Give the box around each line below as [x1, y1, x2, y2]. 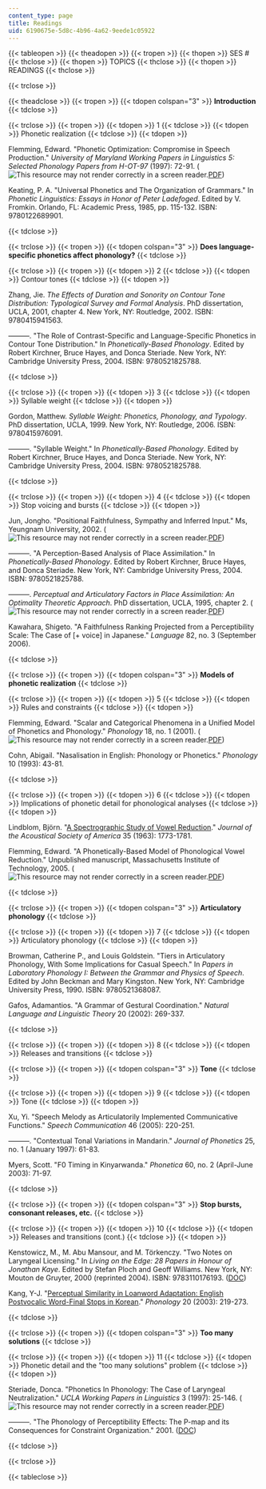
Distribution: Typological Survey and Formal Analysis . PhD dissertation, [8, 298, 244, 308]
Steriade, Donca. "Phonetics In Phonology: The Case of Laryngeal [8, 1385, 226, 1395]
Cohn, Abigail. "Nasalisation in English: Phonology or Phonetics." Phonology [8, 751, 258, 760]
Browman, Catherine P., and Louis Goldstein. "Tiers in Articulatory [8, 951, 225, 961]
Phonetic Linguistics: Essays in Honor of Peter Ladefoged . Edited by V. [8, 194, 241, 204]
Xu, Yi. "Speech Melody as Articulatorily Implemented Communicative [8, 1112, 238, 1122]
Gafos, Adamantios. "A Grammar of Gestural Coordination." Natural [8, 1001, 229, 1011]
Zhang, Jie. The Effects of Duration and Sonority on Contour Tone [8, 290, 226, 300]
